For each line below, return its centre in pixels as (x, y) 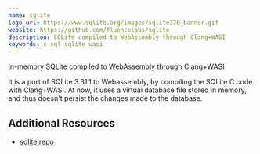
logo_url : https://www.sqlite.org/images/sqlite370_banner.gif (114, 23)
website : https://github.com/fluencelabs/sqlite (89, 30)
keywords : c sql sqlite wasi (56, 45)
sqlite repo (37, 141)
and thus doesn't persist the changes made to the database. (105, 98)
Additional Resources (61, 123)
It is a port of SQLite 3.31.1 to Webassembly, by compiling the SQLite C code (130, 82)
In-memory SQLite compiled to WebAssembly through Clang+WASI (116, 66)
